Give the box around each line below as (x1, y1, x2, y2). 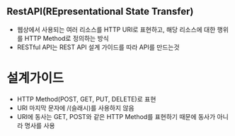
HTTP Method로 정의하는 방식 (24, 34, 109, 42)
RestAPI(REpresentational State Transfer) (6, 6, 194, 18)
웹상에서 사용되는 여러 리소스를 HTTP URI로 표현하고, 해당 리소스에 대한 (16, 25, 216, 34)
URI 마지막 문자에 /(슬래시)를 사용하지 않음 (16, 104, 135, 112)
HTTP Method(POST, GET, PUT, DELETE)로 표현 (16, 94, 156, 103)
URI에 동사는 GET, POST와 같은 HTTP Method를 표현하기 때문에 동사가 (16, 112, 216, 120)
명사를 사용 (24, 121, 55, 130)
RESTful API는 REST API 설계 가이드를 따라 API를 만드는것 (16, 42, 180, 51)
